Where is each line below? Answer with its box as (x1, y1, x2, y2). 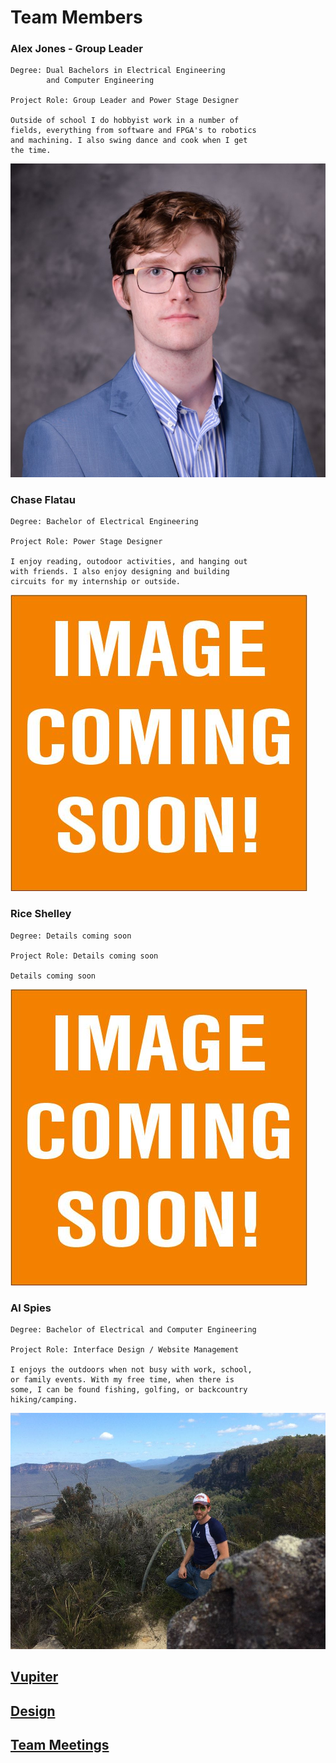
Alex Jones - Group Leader (10, 42, 143, 56)
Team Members (10, 6, 143, 29)
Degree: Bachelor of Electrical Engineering (10, 517, 199, 527)
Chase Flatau (10, 493, 76, 507)
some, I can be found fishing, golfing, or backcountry (10, 1385, 248, 1395)
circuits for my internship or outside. (10, 577, 182, 587)
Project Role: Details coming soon (10, 951, 159, 961)
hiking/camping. (10, 1395, 78, 1405)
